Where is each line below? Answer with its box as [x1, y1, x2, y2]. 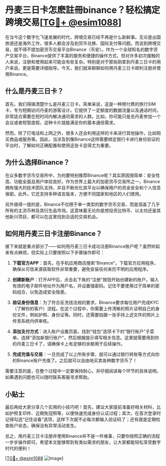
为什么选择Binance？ [5, 158, 70, 167]
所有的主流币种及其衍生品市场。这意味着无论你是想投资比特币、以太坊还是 [5, 207, 157, 213]
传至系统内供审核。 [12, 318, 52, 324]
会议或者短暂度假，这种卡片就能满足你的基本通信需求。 [5, 119, 118, 125]
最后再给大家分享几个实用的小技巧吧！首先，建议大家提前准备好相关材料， [5, 404, 157, 410]
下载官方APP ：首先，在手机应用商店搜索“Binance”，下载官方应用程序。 [12, 260, 159, 266]
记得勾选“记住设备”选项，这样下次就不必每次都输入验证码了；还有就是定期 [5, 417, 157, 423]
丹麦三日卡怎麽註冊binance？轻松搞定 [5, 4, 161, 16]
